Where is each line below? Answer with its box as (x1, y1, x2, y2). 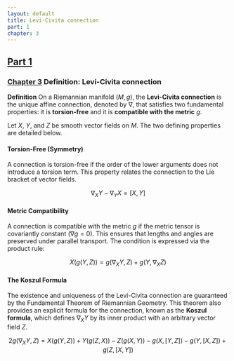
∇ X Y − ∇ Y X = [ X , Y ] (90, 189, 146, 198)
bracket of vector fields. (7, 175, 77, 184)
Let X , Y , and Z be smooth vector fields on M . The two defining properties (7, 121, 221, 130)
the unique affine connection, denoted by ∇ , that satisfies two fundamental (7, 100, 223, 109)
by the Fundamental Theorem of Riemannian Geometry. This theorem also (7, 299, 221, 307)
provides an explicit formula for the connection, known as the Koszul (7, 306, 207, 315)
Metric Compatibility (7, 206, 69, 214)
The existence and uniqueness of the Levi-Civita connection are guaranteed (7, 292, 228, 300)
